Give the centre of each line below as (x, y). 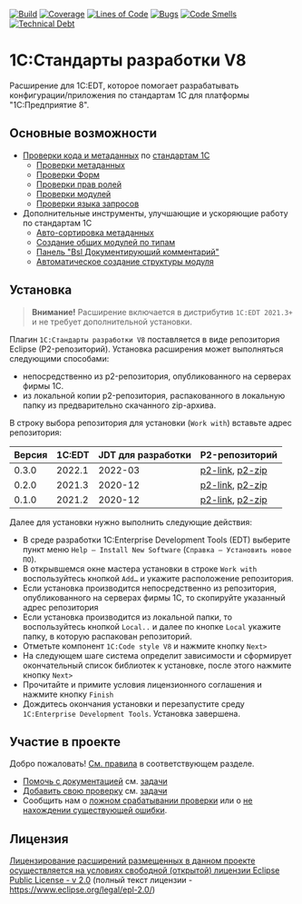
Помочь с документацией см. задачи (95, 781)
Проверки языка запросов (88, 204)
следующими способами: (59, 358)
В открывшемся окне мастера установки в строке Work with (140, 569)
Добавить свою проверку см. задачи (95, 791)
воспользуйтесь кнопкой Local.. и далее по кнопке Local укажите (151, 626)
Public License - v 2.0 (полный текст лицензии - (101, 880)
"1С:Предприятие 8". (49, 104)
